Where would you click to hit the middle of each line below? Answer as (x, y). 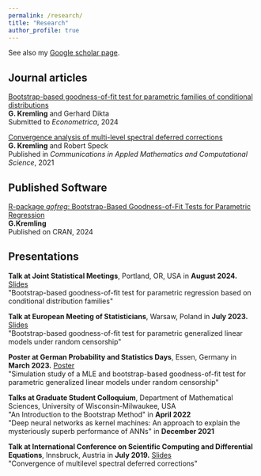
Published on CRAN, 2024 (51, 232)
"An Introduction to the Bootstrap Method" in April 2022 (100, 414)
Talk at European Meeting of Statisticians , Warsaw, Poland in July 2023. (128, 316)
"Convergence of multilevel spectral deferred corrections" (103, 463)
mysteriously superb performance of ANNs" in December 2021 (112, 431)
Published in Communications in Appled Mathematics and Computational (128, 154)
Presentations (43, 257)
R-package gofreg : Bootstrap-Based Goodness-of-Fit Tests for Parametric (130, 206)
